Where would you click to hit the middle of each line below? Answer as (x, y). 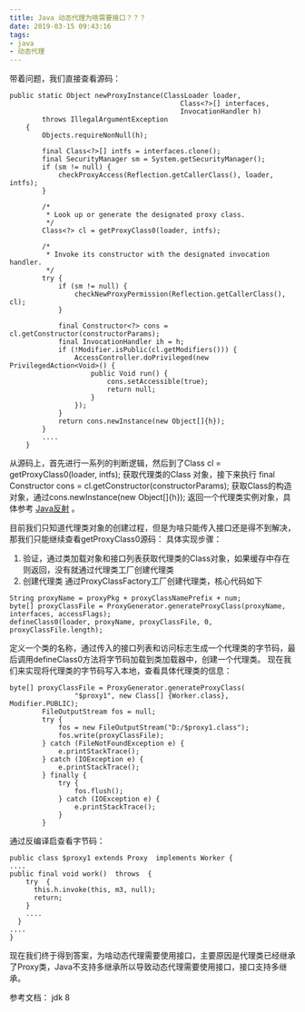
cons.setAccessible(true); (157, 382)
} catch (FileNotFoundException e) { (113, 744)
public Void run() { (129, 374)
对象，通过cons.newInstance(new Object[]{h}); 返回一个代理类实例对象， (146, 497)
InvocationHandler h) (221, 112)
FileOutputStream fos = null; (99, 712)
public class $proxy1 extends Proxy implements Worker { (121, 859)
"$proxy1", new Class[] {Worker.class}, (152, 696)
